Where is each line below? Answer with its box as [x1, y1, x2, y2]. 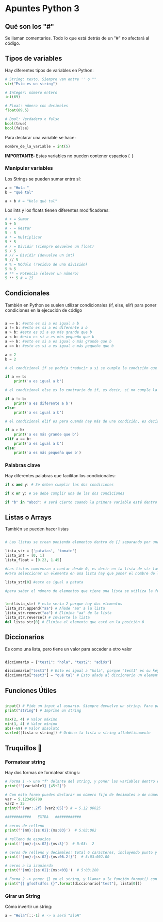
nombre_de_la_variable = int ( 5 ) [5, 144, 70, 149]
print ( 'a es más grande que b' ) [14, 432, 79, 437]
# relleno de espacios [5, 836, 51, 842]
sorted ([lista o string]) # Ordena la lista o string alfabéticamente [5, 730, 151, 735]
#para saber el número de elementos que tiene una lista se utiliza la [5, 588, 153, 594]
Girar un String [5, 892, 40, 899]
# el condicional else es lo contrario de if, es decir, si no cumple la [5, 388, 158, 393]
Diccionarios [5, 633, 45, 641]
